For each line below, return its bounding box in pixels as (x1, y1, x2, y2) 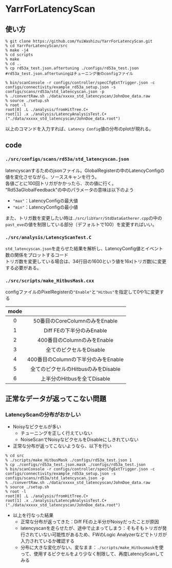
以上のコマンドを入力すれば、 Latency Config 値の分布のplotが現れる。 (5, 126, 154, 131)
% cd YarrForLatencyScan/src (5, 43, 68, 48)
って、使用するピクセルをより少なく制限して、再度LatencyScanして (20, 551, 164, 557)
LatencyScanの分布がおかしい (5, 411, 81, 418)
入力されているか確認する (20, 538, 75, 544)
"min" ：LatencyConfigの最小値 (12, 204, 78, 210)
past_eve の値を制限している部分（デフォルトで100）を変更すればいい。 (5, 221, 158, 228)
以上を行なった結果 (12, 512, 54, 518)
